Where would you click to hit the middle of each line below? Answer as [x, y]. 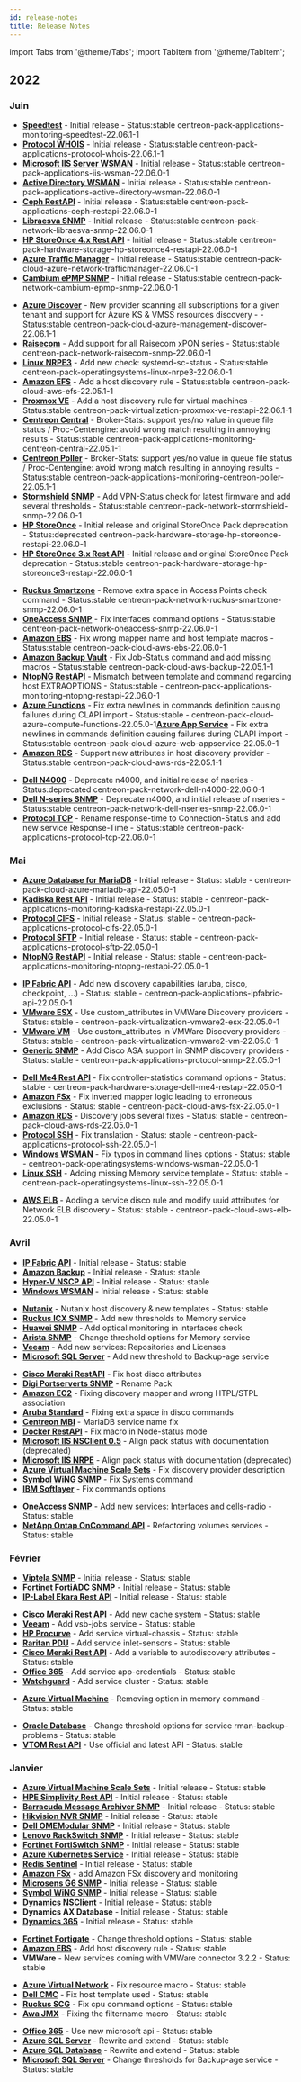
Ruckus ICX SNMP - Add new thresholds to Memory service [134, 1318]
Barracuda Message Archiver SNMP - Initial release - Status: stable [149, 1807]
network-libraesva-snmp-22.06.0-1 [87, 230]
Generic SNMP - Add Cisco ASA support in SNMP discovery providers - [156, 1050]
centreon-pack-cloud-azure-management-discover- [170, 324]
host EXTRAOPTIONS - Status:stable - [93, 686]
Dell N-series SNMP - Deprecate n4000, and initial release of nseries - [154, 799]
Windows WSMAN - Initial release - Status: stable [115, 1291]
